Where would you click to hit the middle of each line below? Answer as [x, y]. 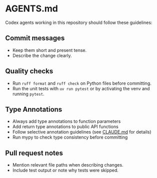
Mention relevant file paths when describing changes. [68, 165]
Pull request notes [34, 153]
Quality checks [29, 71]
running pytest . [28, 94]
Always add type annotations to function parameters [66, 121]
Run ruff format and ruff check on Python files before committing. [82, 83]
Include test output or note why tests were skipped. [65, 171]
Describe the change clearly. [42, 55]
